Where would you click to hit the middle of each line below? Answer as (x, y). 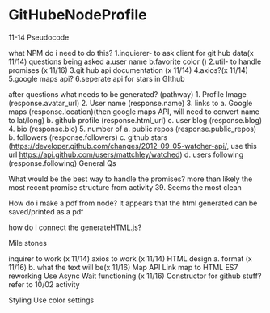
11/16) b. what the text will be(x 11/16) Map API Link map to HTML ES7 (123, 267)
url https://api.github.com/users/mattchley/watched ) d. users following (126, 154)
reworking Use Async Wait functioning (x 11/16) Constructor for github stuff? (135, 276)
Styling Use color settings (51, 300)
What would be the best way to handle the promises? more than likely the (131, 179)
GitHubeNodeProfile (78, 15)
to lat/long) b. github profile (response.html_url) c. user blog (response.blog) (135, 120)
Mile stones (27, 243)
